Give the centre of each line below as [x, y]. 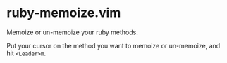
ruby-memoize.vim [64, 13]
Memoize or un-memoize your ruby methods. [72, 32]
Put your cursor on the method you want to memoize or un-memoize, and [114, 45]
